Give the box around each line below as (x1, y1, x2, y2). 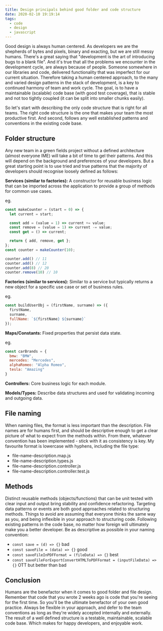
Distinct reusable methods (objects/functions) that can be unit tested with (5, 495, 153, 501)
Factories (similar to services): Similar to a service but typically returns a (5, 279, 153, 285)
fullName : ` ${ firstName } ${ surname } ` (9, 316, 86, 321)
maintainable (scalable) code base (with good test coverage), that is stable (5, 90, 155, 96)
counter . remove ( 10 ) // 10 (5, 270, 58, 275)
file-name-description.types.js (12, 458, 74, 464)
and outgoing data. (5, 395, 43, 401)
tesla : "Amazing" (9, 367, 45, 372)
